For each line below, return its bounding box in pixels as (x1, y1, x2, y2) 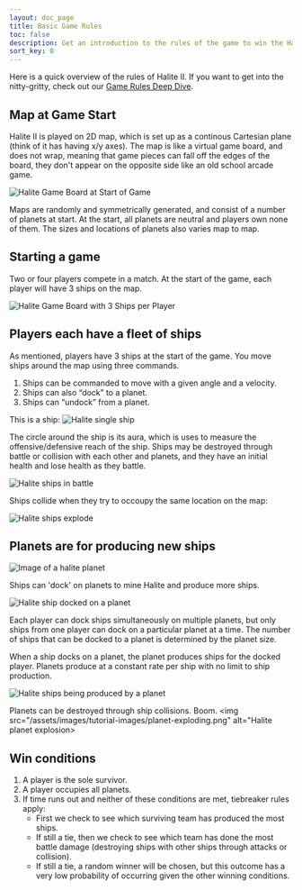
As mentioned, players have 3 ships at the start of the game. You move (9, 350, 271, 361)
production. (9, 670, 52, 681)
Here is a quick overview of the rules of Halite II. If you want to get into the (9, 71, 285, 82)
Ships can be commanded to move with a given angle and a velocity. (22, 377, 277, 388)
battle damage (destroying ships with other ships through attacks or (35, 841, 288, 852)
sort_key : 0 (9, 47, 54, 56)
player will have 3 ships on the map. (9, 283, 142, 294)
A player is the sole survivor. (22, 775, 128, 786)
